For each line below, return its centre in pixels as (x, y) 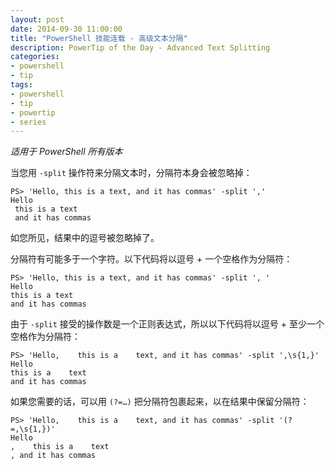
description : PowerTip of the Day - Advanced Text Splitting (140, 47)
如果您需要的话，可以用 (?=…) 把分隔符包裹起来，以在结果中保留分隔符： (160, 402)
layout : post (37, 19)
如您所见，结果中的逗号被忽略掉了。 (85, 238)
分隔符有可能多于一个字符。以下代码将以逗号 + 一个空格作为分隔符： (151, 259)
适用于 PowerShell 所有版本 (66, 152)
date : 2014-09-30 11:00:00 (66, 29)
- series (28, 122)
